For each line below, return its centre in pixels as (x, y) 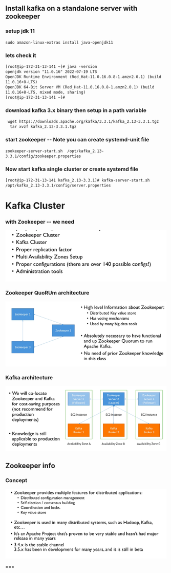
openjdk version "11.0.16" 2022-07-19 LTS (51, 71)
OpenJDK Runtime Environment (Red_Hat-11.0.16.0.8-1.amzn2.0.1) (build (83, 77)
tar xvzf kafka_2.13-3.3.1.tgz (43, 127)
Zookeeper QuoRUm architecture (47, 293)
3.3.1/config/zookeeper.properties (43, 156)
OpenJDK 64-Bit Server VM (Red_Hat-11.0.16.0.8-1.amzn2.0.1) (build (80, 87)
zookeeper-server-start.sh (34, 151)
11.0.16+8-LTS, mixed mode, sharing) (46, 92)
